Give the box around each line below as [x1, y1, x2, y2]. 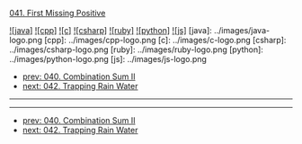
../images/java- [214, 25, 271, 35]
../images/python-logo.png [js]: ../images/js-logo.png [9, 54, 207, 64]
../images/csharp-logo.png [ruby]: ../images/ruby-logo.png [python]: [9, 44, 263, 55]
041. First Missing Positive [9, 8, 106, 18]
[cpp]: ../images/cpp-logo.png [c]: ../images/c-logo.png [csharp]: [44, 35, 287, 45]
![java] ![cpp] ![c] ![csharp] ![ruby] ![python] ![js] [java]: [9, 25, 213, 35]
